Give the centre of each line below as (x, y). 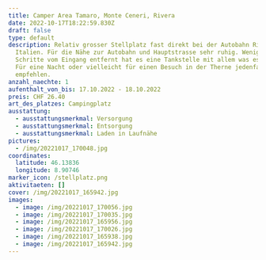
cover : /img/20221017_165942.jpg (63, 192)
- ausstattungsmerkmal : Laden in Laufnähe (86, 133)
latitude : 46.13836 (47, 163)
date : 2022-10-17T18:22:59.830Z (61, 23)
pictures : (25, 141)
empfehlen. (33, 75)
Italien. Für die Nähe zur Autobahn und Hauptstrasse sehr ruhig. (127, 52)
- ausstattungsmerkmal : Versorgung (74, 119)
